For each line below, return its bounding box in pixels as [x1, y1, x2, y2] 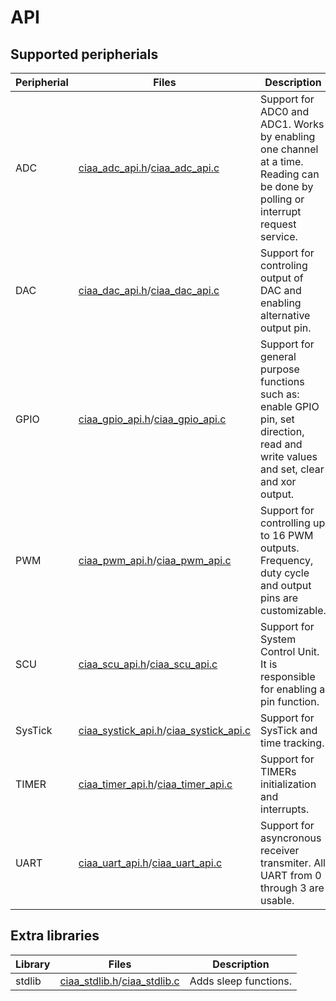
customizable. [260, 604, 327, 617]
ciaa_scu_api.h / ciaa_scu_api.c [78, 657, 218, 671]
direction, [260, 425, 305, 438]
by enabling [260, 130, 316, 143]
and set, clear [260, 462, 325, 476]
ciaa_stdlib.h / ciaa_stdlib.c [59, 974, 180, 988]
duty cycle [260, 566, 310, 580]
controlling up [260, 516, 326, 530]
